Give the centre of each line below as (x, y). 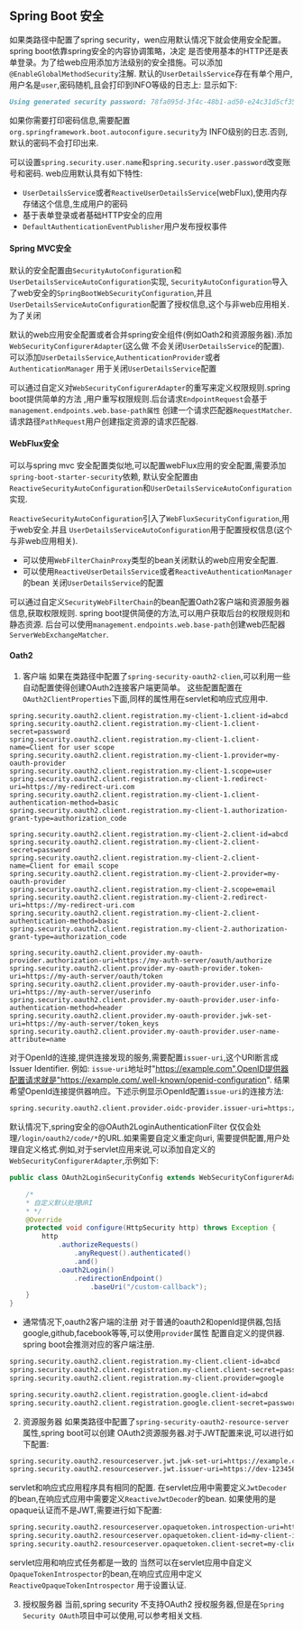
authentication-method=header (66, 1008)
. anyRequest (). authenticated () (133, 1253)
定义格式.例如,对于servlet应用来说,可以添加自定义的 (120, 1149)
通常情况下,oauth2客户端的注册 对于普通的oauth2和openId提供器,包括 (151, 1322)
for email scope (88, 866)
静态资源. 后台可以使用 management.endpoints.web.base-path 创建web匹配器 (147, 624)
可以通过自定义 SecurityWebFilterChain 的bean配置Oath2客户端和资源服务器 (150, 602)
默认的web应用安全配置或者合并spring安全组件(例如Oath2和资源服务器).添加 (151, 334)
